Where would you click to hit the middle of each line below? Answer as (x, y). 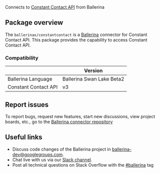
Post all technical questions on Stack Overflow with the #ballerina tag (83, 165)
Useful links (24, 137)
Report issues (27, 105)
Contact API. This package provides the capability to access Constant (76, 40)
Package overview (34, 22)
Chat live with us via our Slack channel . (52, 160)
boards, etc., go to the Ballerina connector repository (59, 122)
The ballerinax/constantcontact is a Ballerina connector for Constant (76, 35)
